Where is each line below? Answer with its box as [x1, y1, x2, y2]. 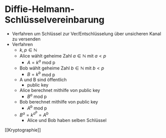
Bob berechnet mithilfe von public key [19, 98, 99, 104]
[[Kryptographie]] [5, 127, 41, 133]
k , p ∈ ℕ [19, 46, 37, 53]
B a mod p [27, 92, 47, 99]
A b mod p [27, 104, 47, 111]
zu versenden [12, 36, 41, 42]
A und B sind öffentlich [19, 76, 67, 83]
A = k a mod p [27, 58, 56, 65]
